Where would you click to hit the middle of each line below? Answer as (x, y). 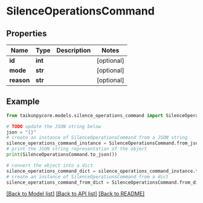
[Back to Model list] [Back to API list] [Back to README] (76, 194)
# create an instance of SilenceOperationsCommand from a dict (88, 176)
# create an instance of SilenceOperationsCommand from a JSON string (97, 138)
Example (23, 102)
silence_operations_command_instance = (56, 143)
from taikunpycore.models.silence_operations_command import (85, 115)
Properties (27, 34)
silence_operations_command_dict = (51, 171)
